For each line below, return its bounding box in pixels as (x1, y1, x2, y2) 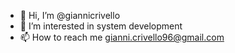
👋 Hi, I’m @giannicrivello (19, 10, 121, 21)
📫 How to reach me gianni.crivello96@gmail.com (19, 31, 225, 43)
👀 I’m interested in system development (19, 20, 183, 32)
